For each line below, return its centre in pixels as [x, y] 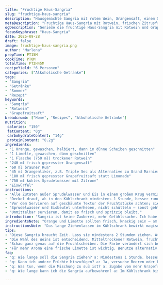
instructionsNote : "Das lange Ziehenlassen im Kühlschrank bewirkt [75, 226]
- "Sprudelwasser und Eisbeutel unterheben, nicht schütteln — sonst [77, 208]
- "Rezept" [16, 95]
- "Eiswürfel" [19, 185]
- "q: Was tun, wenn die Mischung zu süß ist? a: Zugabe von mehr [73, 266]
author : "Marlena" [24, 50]
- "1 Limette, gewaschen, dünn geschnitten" [51, 154]
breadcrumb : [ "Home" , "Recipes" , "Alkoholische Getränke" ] [66, 118]
